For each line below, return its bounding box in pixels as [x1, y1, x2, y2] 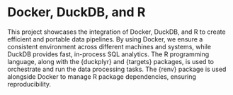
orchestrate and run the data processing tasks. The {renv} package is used [7, 65, 227, 73]
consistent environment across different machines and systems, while [7, 42, 211, 51]
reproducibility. [7, 80, 52, 88]
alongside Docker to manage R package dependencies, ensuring [7, 72, 197, 81]
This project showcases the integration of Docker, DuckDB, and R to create [7, 27, 226, 36]
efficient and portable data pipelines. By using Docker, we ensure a [7, 34, 203, 43]
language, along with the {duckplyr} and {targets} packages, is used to [7, 57, 215, 65]
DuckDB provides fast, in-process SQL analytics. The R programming [7, 50, 210, 58]
